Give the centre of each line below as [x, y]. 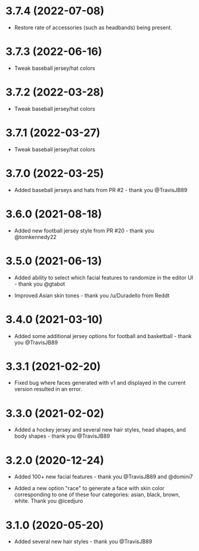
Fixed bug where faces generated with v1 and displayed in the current [100, 383]
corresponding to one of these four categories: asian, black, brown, [97, 495]
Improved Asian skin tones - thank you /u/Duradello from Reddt [92, 295]
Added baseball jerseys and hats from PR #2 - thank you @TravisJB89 [101, 190]
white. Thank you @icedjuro [49, 501]
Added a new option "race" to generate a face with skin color [89, 488]
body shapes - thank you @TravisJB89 [62, 436]
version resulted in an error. [48, 389]
